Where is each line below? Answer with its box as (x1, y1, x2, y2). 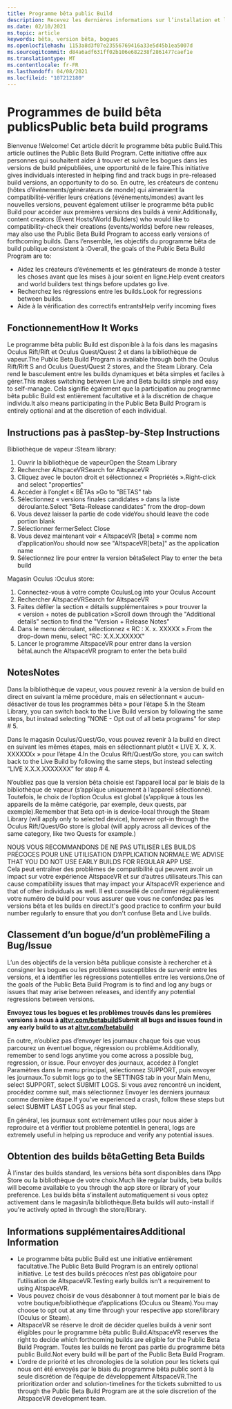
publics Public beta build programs (7, 119, 209, 135)
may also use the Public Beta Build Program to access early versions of (7, 230, 210, 239)
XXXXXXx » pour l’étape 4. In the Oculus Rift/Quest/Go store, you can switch (7, 749, 224, 758)
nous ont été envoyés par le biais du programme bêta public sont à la (17, 1365, 214, 1373)
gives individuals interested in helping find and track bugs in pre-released (7, 171, 217, 180)
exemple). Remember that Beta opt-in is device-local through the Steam (7, 807, 210, 816)
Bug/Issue (7, 940, 52, 951)
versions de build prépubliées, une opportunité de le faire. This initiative (7, 164, 209, 172)
